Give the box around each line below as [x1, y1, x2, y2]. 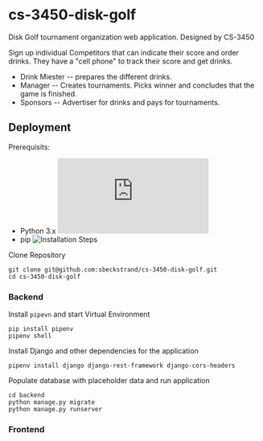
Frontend [8, 423, 45, 435]
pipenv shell [8, 332, 52, 341]
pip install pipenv [8, 325, 74, 333]
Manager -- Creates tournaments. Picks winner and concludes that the [19, 80, 255, 90]
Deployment [8, 120, 72, 134]
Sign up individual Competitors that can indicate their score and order [8, 47, 240, 57]
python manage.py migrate [8, 398, 95, 406]
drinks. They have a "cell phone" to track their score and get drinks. [8, 56, 233, 66]
